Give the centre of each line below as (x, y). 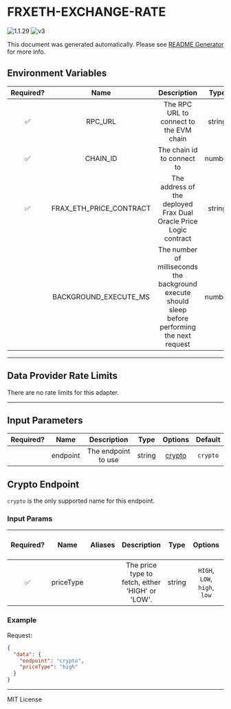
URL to (178, 113)
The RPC (178, 104)
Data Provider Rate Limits (63, 376)
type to (141, 574)
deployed (178, 204)
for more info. (26, 52)
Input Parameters (45, 420)
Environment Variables (57, 73)
